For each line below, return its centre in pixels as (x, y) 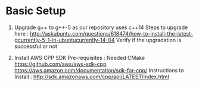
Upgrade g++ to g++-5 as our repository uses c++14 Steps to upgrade (101, 27)
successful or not (36, 46)
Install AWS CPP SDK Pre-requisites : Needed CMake (80, 58)
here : (21, 33)
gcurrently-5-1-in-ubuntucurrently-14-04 (64, 40)
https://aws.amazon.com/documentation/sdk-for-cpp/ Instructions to (99, 70)
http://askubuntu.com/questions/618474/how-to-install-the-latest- (112, 33)
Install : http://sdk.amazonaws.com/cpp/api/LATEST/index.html (91, 77)
